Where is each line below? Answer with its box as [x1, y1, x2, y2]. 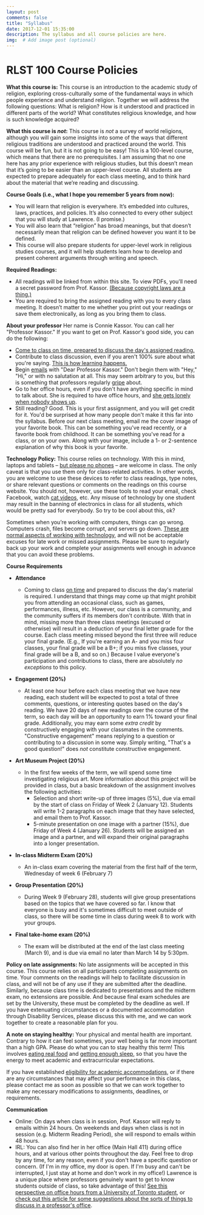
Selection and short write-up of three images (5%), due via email [33, 794, 196, 802]
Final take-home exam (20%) [15, 931, 90, 938]
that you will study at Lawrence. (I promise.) [15, 215, 125, 222]
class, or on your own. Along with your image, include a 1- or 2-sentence [15, 437, 197, 444]
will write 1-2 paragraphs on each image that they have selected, [33, 807, 195, 815]
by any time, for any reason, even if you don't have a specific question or [15, 1156, 198, 1163]
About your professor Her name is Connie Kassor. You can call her [6, 321, 174, 329]
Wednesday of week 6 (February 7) [24, 869, 113, 877]
